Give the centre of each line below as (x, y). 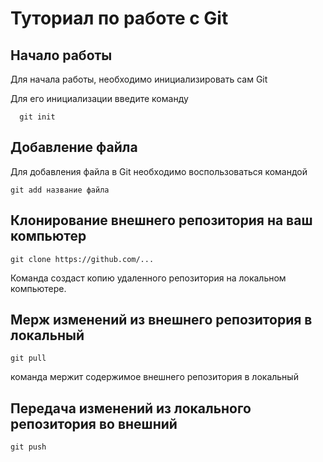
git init (37, 117)
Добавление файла (74, 147)
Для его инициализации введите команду (99, 98)
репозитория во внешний (94, 423)
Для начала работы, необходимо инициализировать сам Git (139, 79)
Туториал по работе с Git (119, 18)
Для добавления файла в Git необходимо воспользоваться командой (159, 171)
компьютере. (38, 288)
